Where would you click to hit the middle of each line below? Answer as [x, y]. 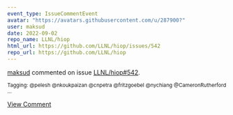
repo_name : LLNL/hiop [39, 40]
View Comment [29, 104]
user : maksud [26, 26]
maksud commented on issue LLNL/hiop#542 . [74, 72]
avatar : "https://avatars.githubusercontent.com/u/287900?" [97, 20]
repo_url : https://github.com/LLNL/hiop [67, 53]
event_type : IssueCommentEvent [53, 14]
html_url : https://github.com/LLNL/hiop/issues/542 [84, 46]
